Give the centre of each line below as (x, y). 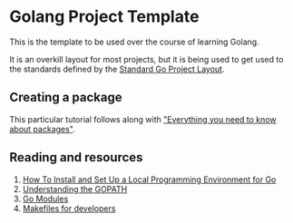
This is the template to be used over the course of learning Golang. (135, 42)
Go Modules (45, 199)
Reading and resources (76, 157)
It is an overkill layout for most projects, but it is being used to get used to (146, 59)
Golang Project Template (104, 17)
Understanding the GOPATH (75, 189)
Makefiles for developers (69, 208)
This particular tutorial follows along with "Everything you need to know (143, 119)
